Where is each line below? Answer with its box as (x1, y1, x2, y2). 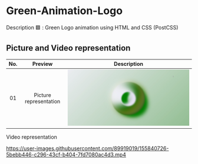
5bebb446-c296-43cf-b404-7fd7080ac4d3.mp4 (6, 151, 127, 158)
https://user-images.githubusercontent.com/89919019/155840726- (6, 145, 169, 152)
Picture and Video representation (6, 43, 131, 53)
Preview (32, 61, 53, 68)
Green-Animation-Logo (6, 4, 123, 18)
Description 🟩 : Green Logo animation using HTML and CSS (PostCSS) (6, 24, 179, 31)
